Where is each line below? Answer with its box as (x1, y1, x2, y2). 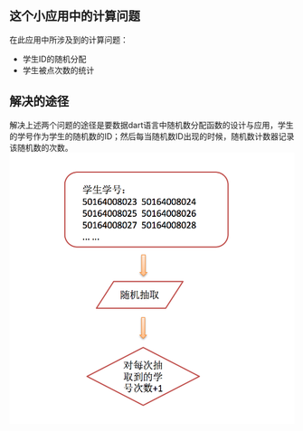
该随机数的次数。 (9, 142, 73, 153)
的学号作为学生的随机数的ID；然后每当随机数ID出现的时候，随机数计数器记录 (9, 130, 295, 142)
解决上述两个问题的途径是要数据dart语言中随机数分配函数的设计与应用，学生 (9, 119, 294, 130)
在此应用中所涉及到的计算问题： (9, 34, 128, 45)
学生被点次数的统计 (22, 64, 95, 75)
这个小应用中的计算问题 (9, 8, 140, 24)
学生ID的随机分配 (22, 53, 87, 64)
